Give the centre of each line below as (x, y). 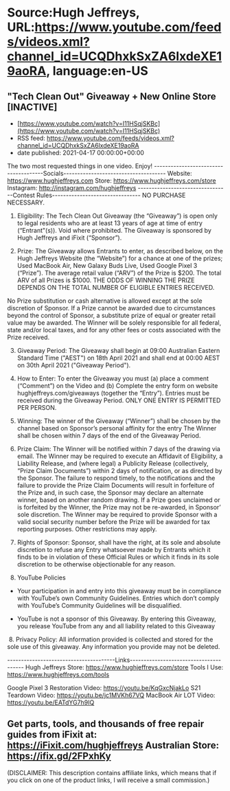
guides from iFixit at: (52, 735)
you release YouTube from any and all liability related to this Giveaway (116, 626)
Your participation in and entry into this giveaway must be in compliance (119, 591)
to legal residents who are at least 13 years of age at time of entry (110, 223)
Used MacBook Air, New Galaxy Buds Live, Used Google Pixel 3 (107, 265)
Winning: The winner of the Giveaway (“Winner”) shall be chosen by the (119, 421)
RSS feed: (31, 138)
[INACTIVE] (32, 107)
